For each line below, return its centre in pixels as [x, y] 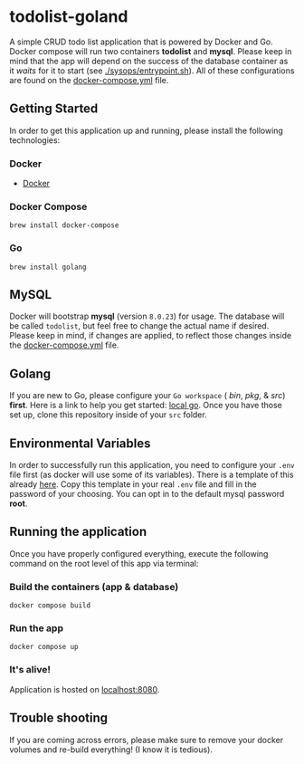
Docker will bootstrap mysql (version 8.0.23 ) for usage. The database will [147, 316]
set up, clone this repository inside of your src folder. [108, 415]
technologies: [35, 140]
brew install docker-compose [64, 225]
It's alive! [30, 670]
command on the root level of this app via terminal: [104, 563]
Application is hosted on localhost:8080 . [85, 689]
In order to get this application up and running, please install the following [146, 130]
